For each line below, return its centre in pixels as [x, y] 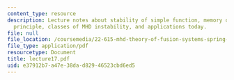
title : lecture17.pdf [39, 59]
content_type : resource [42, 14]
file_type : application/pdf [48, 46]
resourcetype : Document [42, 53]
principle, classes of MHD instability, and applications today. [110, 26]
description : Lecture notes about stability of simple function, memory [115, 20]
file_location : [29, 40]
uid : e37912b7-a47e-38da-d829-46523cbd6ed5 [71, 65]
